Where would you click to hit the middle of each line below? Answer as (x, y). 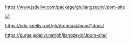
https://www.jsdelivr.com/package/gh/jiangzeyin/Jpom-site (65, 7)
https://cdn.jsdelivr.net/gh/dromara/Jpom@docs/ (55, 26)
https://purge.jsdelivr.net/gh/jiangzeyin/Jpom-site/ (56, 35)
